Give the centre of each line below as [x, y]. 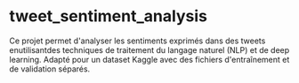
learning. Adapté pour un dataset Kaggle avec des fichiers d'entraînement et [149, 59]
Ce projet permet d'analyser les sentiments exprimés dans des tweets [137, 41]
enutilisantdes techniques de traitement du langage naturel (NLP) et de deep [149, 49]
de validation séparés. [50, 69]
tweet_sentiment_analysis [108, 16]
